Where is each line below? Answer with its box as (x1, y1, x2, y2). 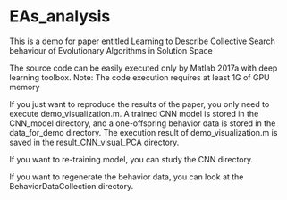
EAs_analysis (9, 6, 111, 27)
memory (9, 81, 40, 92)
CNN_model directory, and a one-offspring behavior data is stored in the (9, 118, 276, 129)
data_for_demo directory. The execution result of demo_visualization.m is (9, 127, 278, 137)
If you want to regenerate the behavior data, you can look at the (9, 171, 244, 182)
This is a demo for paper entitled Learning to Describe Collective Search (9, 36, 275, 46)
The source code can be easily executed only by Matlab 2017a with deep (9, 62, 278, 73)
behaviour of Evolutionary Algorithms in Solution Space (9, 45, 213, 55)
